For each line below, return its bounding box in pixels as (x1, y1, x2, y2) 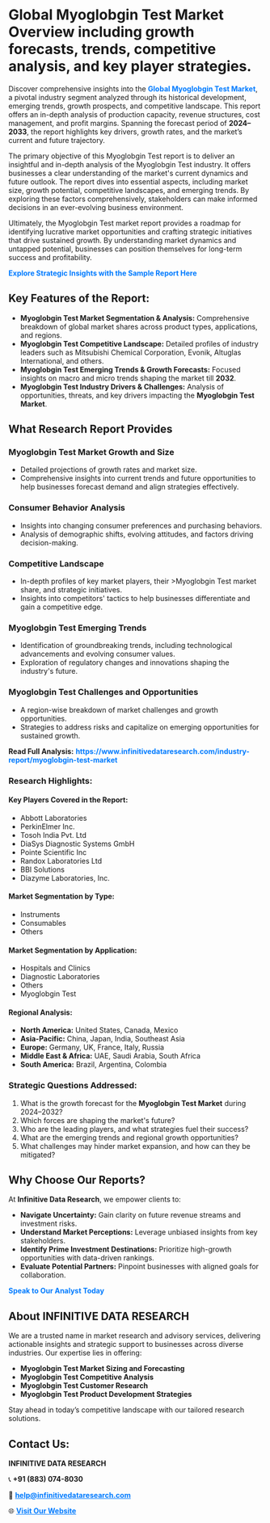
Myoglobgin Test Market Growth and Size (8, 447, 175, 458)
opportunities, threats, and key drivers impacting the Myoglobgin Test (19, 390, 255, 400)
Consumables (19, 918, 66, 928)
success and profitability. (8, 252, 93, 262)
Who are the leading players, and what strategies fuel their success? (19, 1124, 249, 1134)
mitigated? (19, 1150, 56, 1159)
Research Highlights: (8, 775, 93, 786)
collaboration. (19, 1270, 66, 1280)
